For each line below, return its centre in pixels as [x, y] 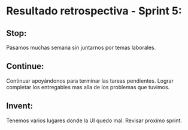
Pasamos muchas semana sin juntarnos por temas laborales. [81, 47]
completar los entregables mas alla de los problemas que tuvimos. [88, 87]
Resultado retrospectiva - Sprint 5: [94, 11]
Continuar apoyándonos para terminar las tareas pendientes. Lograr [90, 81]
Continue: [25, 66]
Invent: [20, 106]
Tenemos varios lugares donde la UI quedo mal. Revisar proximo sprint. [94, 120]
